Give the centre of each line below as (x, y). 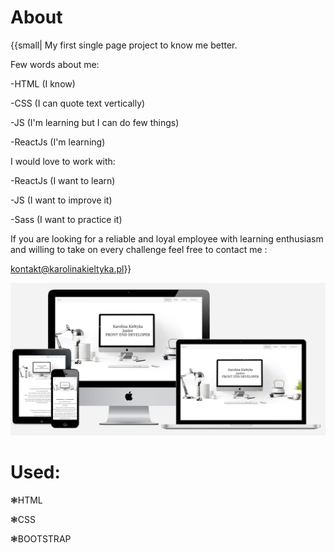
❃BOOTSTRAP (41, 538)
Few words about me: (55, 64)
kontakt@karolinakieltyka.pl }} (71, 268)
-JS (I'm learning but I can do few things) (95, 122)
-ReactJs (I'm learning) (58, 142)
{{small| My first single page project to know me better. (124, 45)
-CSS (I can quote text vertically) (78, 103)
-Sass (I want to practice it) (66, 219)
